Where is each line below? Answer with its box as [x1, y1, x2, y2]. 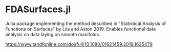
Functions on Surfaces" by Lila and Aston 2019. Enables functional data [5, 25, 156, 32]
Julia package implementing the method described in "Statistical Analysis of [5, 20, 166, 27]
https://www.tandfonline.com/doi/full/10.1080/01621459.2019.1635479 [5, 41, 153, 47]
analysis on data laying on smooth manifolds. [5, 31, 101, 37]
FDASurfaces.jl [5, 4, 71, 15]
